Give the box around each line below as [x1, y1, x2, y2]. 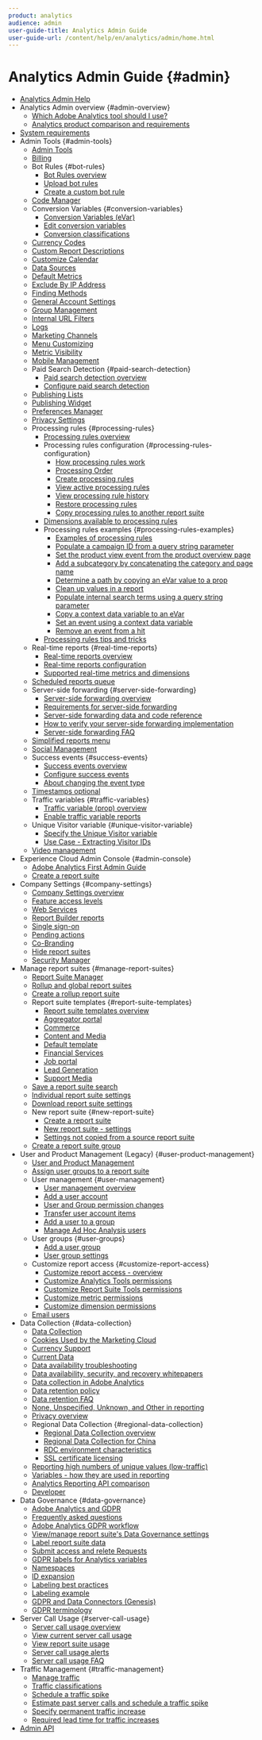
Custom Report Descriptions [31, 246, 125, 256]
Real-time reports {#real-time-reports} [31, 643, 158, 652]
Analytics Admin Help [19, 95, 91, 104]
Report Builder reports [31, 913, 105, 922]
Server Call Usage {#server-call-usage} [19, 1614, 150, 1623]
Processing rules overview [43, 432, 131, 442]
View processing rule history [55, 491, 149, 501]
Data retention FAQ [31, 1394, 94, 1404]
